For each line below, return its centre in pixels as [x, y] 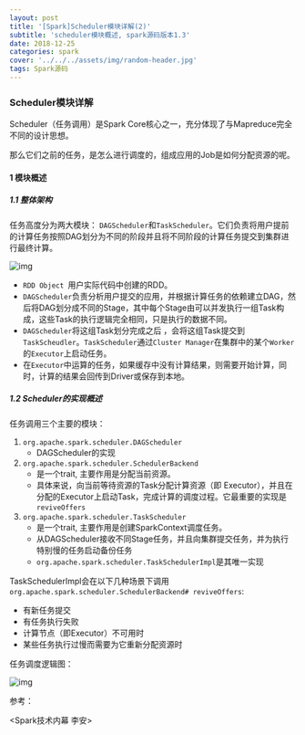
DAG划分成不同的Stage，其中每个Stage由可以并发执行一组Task [158, 308]
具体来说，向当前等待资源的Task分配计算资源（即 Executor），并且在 [164, 485]
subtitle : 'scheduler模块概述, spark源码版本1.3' [100, 35]
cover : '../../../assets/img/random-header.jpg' [103, 60]
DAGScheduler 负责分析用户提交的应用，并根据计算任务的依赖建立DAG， [155, 296]
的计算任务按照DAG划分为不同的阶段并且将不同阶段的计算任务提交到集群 [146, 236]
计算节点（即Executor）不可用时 [83, 633]
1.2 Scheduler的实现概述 [56, 399]
